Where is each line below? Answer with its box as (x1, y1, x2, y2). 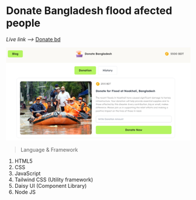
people (6, 16, 41, 30)
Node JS (14, 188, 36, 196)
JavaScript (14, 170, 41, 177)
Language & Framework (20, 146, 78, 153)
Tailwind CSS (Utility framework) (14, 176, 94, 183)
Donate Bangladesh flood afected (6, 4, 173, 17)
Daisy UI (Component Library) (14, 183, 87, 190)
